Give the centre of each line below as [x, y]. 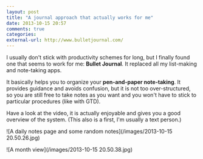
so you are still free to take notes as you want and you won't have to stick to [101, 95]
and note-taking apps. [34, 70]
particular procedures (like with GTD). [53, 101]
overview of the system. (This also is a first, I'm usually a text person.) [94, 120]
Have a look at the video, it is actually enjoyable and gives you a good [94, 113]
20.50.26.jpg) [23, 138]
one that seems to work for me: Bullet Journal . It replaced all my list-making [102, 64]
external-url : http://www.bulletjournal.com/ [65, 40]
